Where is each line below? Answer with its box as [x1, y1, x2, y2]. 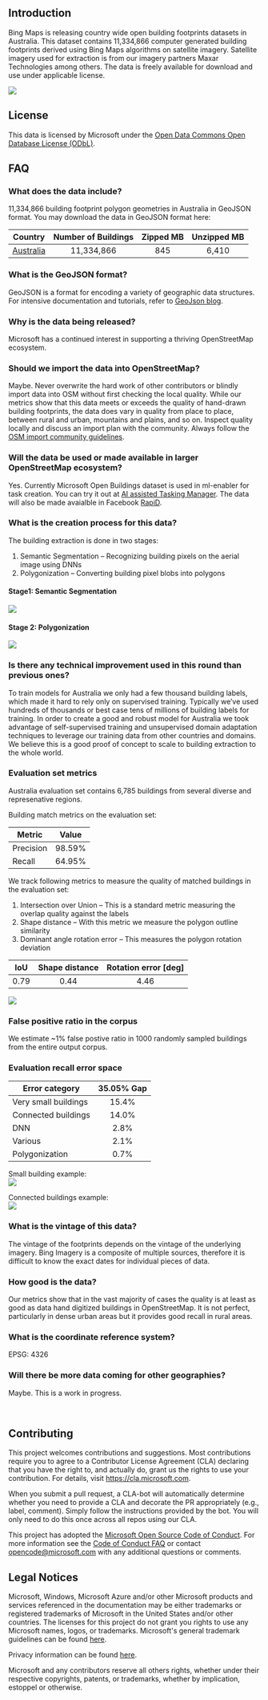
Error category [22, 1083, 80, 1094]
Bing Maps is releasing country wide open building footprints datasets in [8, 27, 247, 37]
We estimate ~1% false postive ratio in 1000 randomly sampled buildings [8, 1034, 247, 1044]
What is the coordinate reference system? [8, 1331, 175, 1342]
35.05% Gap [98, 1083, 148, 1094]
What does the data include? [8, 185, 122, 197]
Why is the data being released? [8, 316, 136, 327]
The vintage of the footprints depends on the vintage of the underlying [8, 1239, 242, 1248]
